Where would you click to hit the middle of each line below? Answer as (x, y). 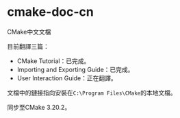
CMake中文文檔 (29, 32)
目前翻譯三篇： (28, 46)
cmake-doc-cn (50, 12)
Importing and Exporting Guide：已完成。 (75, 69)
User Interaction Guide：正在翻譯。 (67, 78)
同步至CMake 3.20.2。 (39, 107)
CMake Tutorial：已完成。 (53, 61)
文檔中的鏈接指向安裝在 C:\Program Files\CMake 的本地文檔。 (92, 93)
